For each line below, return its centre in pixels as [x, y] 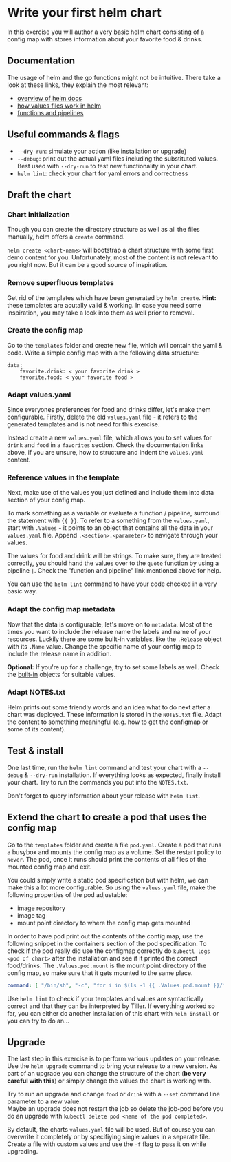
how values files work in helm [59, 106]
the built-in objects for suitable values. [62, 674]
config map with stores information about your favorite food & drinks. [105, 39]
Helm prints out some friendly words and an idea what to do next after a [109, 707]
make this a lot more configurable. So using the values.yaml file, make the [112, 887]
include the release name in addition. [59, 653]
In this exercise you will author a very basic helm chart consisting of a [106, 32]
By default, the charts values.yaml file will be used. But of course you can [111, 1130]
